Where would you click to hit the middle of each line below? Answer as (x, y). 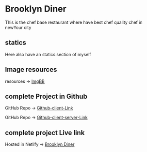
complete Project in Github (46, 96)
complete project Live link (45, 132)
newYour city (18, 27)
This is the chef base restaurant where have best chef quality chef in (74, 22)
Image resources (31, 69)
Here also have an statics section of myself (48, 54)
